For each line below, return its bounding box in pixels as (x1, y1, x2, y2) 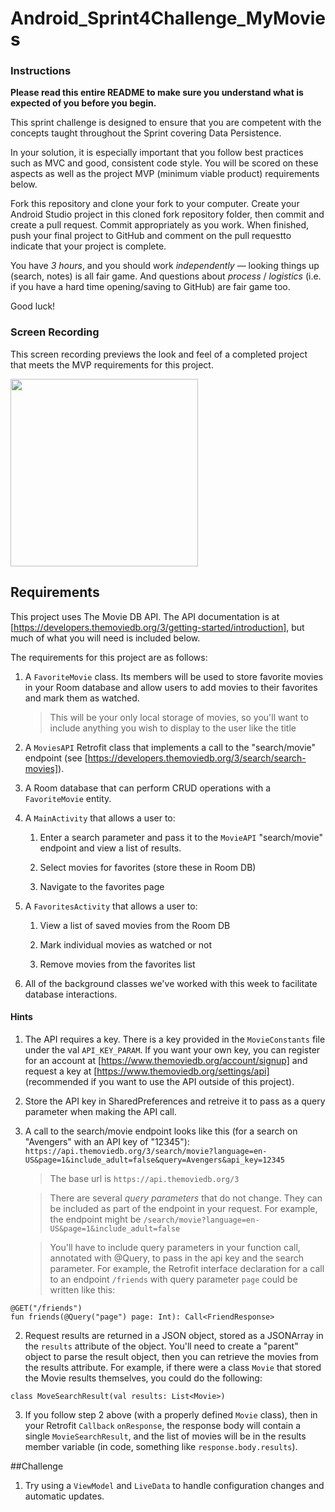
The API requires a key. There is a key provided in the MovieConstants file (24, 1033, 326, 1045)
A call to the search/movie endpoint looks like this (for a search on (24, 1125, 298, 1137)
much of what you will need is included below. (10, 632, 201, 644)
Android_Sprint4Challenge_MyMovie (10, 7, 326, 30)
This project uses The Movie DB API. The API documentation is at (10, 610, 280, 622)
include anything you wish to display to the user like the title (49, 722, 297, 734)
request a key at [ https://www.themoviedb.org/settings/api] (24, 1065, 270, 1077)
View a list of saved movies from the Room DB (39, 919, 231, 931)
